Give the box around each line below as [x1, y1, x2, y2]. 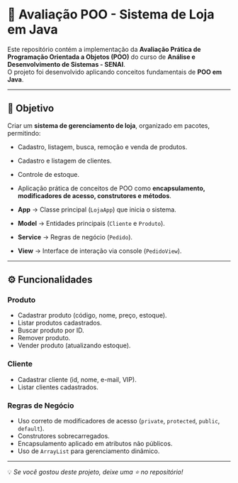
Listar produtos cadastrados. [17, 319, 103, 327]
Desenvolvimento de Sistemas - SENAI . [7, 60, 125, 68]
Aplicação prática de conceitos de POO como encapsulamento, [17, 184, 205, 192]
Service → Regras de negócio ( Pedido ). [17, 232, 133, 241]
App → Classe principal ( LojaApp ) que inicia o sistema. [17, 205, 177, 214]
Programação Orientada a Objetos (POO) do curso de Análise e [7, 53, 196, 61]
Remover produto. [17, 334, 71, 342]
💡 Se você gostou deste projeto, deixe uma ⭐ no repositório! [7, 468, 183, 477]
